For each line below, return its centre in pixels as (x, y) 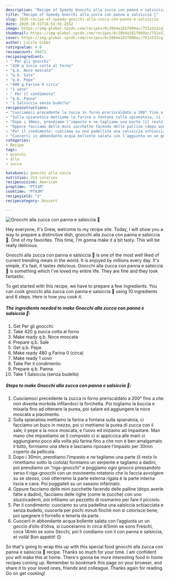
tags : (11, 150)
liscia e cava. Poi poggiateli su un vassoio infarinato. (67, 483)
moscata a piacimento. (36, 414)
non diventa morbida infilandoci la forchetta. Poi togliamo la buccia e (84, 403)
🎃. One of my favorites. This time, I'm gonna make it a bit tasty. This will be (83, 240)
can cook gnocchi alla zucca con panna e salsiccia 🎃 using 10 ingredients (81, 291)
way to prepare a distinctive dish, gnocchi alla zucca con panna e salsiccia (83, 234)
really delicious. (22, 245)
